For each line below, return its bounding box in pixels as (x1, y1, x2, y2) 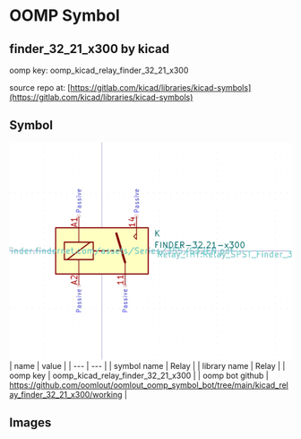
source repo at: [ (9, 83, 71, 92)
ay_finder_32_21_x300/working (9, 390, 123, 400)
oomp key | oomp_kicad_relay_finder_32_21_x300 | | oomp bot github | (9, 370, 269, 382)
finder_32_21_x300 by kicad (9, 41, 170, 57)
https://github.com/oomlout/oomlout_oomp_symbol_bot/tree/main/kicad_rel (9, 380, 289, 391)
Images (9, 415, 52, 431)
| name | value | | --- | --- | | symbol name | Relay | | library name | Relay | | (9, 361, 286, 372)
